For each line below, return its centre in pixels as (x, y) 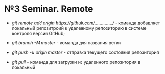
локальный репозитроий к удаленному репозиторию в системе (79, 28)
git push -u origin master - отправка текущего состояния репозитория (85, 52)
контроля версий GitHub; (38, 33)
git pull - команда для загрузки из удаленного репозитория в (76, 62)
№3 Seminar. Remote (49, 9)
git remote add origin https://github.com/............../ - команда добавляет (86, 23)
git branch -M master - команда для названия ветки (66, 42)
